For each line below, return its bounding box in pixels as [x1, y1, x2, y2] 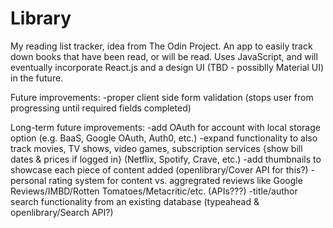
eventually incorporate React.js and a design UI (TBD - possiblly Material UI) [10, 61, 325, 73]
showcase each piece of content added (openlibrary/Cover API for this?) [10, 163, 309, 176]
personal [10, 174, 47, 186]
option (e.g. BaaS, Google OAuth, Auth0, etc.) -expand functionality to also [10, 132, 318, 144]
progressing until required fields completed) [10, 102, 192, 114]
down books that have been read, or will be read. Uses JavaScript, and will [10, 50, 318, 62]
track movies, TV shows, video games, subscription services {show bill [10, 142, 303, 154]
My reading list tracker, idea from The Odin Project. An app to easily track [10, 40, 313, 52]
